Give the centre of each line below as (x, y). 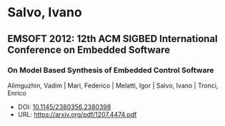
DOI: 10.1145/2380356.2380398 (64, 107)
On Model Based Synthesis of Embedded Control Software (111, 70)
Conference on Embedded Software (89, 49)
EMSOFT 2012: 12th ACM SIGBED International (112, 39)
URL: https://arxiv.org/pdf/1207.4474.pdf (77, 114)
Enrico (17, 93)
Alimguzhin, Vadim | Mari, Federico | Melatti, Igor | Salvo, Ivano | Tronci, (113, 85)
